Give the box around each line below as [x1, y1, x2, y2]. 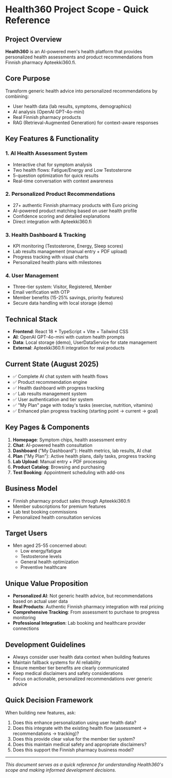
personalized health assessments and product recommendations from [5, 54, 154, 60]
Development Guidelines [5, 640, 86, 649]
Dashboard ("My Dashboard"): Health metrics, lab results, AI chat [12, 447, 152, 454]
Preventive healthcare [20, 564, 67, 570]
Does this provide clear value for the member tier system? [12, 735, 136, 742]
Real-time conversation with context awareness [12, 178, 114, 184]
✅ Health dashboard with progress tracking [12, 385, 104, 391]
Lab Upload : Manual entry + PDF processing [12, 458, 107, 464]
